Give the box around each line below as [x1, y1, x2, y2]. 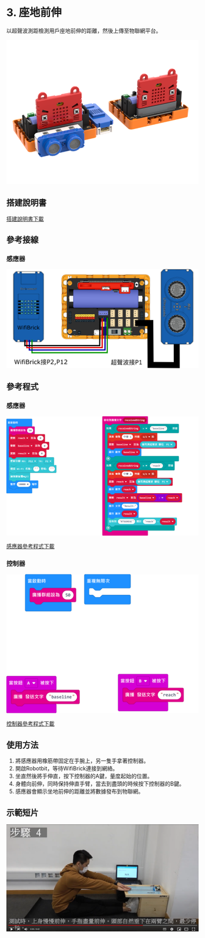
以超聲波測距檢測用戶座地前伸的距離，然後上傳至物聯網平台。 [6, 27, 162, 34]
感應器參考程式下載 [6, 543, 55, 550]
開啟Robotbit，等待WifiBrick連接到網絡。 [15, 765, 118, 772]
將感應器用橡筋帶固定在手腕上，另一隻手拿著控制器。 [15, 757, 149, 765]
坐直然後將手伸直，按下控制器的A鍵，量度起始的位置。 [15, 772, 153, 780]
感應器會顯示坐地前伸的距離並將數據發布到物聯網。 [15, 787, 144, 795]
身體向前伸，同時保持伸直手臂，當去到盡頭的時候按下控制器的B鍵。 [15, 780, 185, 787]
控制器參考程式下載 [6, 720, 55, 728]
